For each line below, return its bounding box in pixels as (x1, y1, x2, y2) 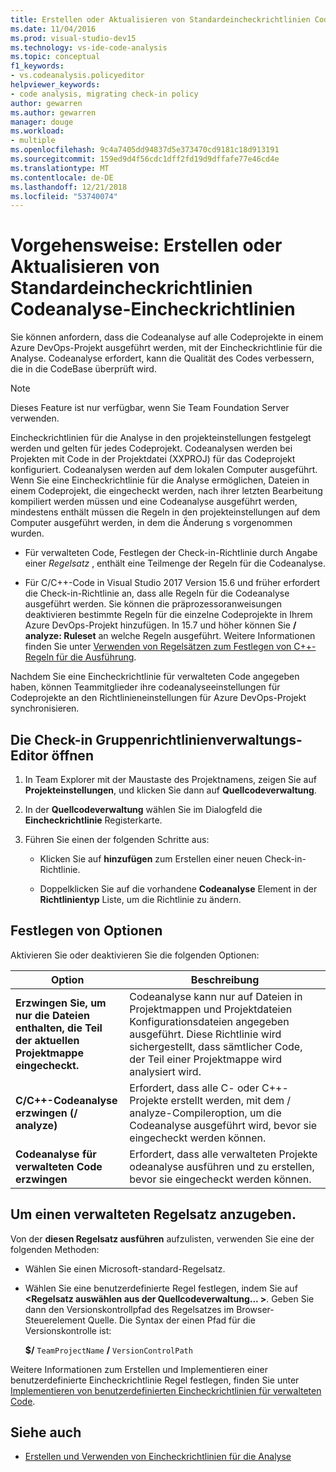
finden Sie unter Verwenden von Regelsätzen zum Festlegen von (24, 641, 292, 653)
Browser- (236, 1303, 275, 1315)
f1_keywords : (10, 61, 65, 71)
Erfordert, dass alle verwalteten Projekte (129, 1147, 318, 1161)
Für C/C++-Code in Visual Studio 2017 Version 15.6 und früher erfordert (24, 577, 321, 589)
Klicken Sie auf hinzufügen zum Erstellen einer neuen (39, 853, 263, 865)
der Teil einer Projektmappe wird (129, 1052, 283, 1066)
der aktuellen (15, 1033, 80, 1047)
